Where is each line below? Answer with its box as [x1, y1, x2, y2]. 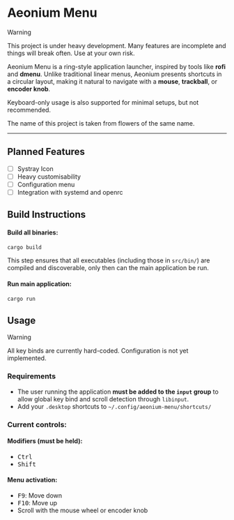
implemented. [7, 354, 47, 362]
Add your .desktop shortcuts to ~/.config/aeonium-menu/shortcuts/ [17, 402, 212, 410]
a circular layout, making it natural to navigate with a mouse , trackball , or [7, 77, 218, 85]
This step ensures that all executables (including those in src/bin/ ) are [7, 256, 210, 265]
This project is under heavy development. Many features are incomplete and [7, 41, 226, 50]
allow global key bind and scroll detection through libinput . [17, 394, 189, 403]
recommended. [7, 105, 51, 114]
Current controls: [7, 419, 68, 429]
